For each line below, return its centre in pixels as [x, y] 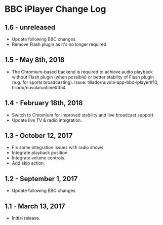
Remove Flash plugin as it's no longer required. [60, 44]
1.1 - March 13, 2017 [35, 206]
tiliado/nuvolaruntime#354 [39, 87]
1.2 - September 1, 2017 [41, 179]
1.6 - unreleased [30, 27]
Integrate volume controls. [39, 158]
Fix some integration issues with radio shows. [58, 148]
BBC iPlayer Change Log [56, 9]
